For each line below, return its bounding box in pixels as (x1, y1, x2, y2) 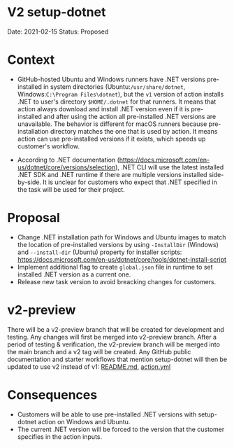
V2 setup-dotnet (7, 4, 106, 20)
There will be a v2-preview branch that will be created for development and (7, 325, 225, 333)
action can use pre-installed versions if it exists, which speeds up (17, 134, 206, 143)
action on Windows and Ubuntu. (38, 417, 131, 426)
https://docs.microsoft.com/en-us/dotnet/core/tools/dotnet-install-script (17, 255, 227, 263)
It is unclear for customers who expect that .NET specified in (43, 178, 218, 186)
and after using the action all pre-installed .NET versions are (43, 112, 217, 120)
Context (7, 52, 55, 68)
